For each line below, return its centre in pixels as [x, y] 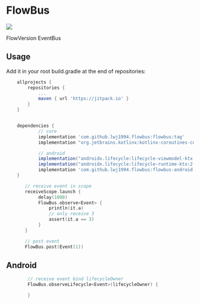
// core [48, 131]
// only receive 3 [71, 214]
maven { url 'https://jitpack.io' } [83, 99]
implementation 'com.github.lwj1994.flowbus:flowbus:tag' [111, 137]
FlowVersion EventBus [34, 38]
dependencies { [36, 126]
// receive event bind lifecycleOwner [76, 279]
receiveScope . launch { [53, 191]
